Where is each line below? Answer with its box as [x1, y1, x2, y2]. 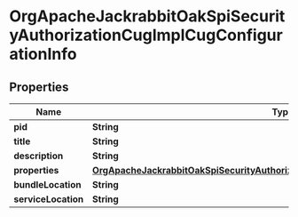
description [13, 149, 64, 162]
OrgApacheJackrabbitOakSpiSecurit [9, 6, 286, 27]
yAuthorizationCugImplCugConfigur [9, 25, 284, 45]
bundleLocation [13, 179, 82, 190]
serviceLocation [13, 193, 84, 205]
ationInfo [9, 44, 77, 64]
